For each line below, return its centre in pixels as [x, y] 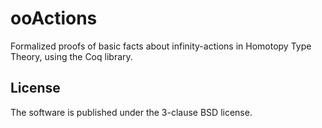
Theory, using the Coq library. [71, 56]
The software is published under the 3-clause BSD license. [131, 112]
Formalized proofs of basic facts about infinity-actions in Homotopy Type [161, 46]
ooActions [54, 18]
